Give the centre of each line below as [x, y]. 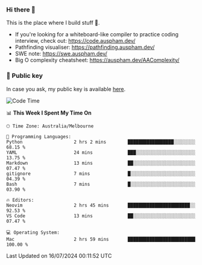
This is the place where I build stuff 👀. [53, 23]
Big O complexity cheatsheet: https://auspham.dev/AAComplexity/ [97, 60]
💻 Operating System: [33, 232]
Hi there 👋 [21, 10]
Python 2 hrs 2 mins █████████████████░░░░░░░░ [101, 142]
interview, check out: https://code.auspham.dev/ [75, 41]
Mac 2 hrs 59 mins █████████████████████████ [101, 239]
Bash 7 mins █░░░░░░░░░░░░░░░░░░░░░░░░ [101, 184]
